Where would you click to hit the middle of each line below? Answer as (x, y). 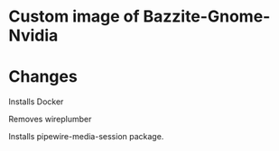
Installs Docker (36, 102)
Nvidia (33, 36)
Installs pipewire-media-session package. (86, 137)
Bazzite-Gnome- (207, 17)
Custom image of (74, 17)
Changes (43, 77)
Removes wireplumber (50, 120)
